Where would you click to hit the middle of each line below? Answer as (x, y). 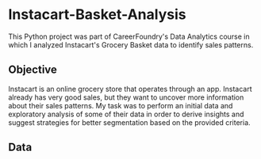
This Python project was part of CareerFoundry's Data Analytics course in (129, 36)
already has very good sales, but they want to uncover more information (126, 97)
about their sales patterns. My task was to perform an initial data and (121, 105)
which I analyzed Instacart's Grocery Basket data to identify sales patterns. (131, 44)
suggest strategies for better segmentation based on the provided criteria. (130, 122)
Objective (33, 70)
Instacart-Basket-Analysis (97, 15)
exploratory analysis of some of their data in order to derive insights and (126, 114)
